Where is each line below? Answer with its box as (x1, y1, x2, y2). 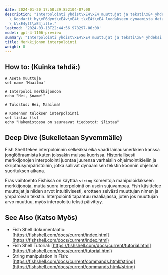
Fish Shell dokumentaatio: (12, 227, 66, 233)
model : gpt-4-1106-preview (5, 30, 61, 35)
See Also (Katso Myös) (5, 213, 78, 222)
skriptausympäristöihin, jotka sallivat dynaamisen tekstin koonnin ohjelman (5, 163, 159, 169)
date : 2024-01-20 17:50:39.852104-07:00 (5, 7, 91, 12)
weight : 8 (5, 44, 26, 49)
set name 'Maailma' (5, 80, 46, 85)
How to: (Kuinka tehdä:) (5, 63, 81, 71)
